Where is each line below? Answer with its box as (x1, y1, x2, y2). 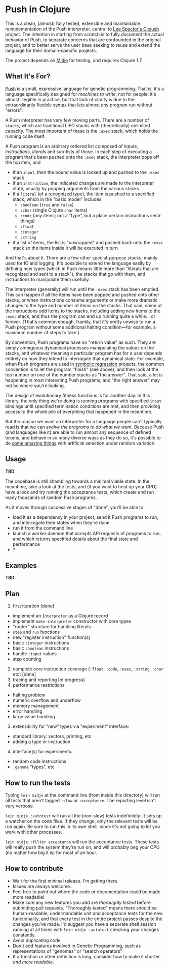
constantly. (12, 932, 36, 938)
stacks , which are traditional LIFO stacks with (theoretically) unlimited (5, 122, 150, 128)
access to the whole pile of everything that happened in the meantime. (5, 408, 153, 415)
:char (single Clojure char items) (20, 207, 88, 213)
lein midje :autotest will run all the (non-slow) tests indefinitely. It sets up (5, 813, 162, 818)
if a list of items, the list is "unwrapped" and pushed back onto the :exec (12, 239, 163, 245)
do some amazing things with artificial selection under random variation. (5, 440, 156, 446)
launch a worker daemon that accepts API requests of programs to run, (12, 530, 161, 536)
